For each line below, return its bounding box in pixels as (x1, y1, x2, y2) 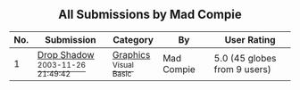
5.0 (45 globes (213, 52, 277, 64)
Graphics (112, 48, 151, 61)
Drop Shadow (37, 48, 96, 61)
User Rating (224, 33, 276, 45)
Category (112, 33, 154, 45)
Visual (112, 60, 134, 70)
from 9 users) (213, 62, 271, 75)
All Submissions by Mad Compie (57, 7, 243, 22)
